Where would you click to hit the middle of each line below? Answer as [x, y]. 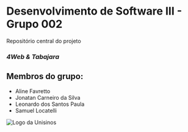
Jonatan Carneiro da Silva [48, 97]
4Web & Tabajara [33, 57]
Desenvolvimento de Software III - [94, 11]
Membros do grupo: [45, 76]
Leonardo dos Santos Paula [50, 104]
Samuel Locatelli [36, 110]
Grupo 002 [34, 24]
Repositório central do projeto [44, 41]
